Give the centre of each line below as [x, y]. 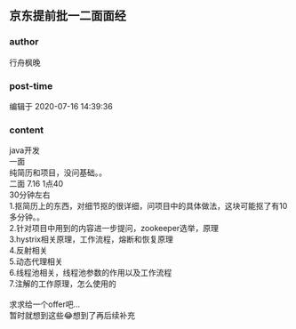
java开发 [24, 150]
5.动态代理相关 [36, 261]
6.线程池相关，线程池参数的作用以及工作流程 [91, 273]
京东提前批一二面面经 [68, 16]
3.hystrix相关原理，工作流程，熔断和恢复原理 [91, 239]
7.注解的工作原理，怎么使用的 [63, 284]
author [24, 42]
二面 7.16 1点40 [36, 184]
